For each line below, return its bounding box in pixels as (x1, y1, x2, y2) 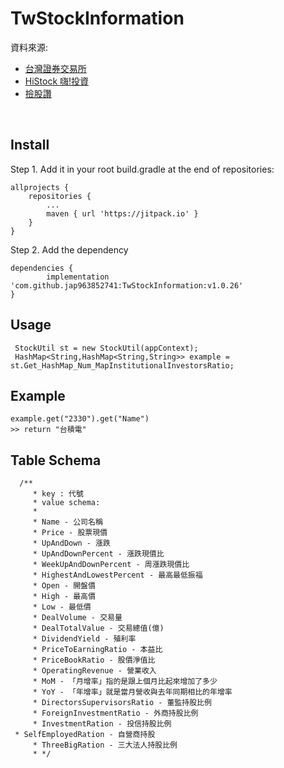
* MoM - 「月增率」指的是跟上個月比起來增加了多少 (32, 677, 218, 687)
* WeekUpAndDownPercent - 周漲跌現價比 (32, 560, 190, 570)
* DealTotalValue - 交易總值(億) (32, 623, 165, 634)
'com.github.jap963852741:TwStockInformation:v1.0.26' (10, 280, 244, 291)
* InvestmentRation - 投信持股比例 (32, 719, 172, 729)
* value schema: (32, 498, 101, 508)
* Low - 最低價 (32, 602, 92, 612)
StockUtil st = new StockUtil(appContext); (14, 343, 199, 353)
